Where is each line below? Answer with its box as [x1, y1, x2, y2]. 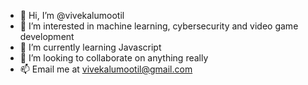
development [19, 31, 75, 42]
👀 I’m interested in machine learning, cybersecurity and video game [19, 20, 299, 32]
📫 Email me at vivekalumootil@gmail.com [19, 63, 193, 75]
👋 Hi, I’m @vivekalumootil [19, 10, 125, 21]
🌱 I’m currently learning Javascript [19, 41, 162, 53]
